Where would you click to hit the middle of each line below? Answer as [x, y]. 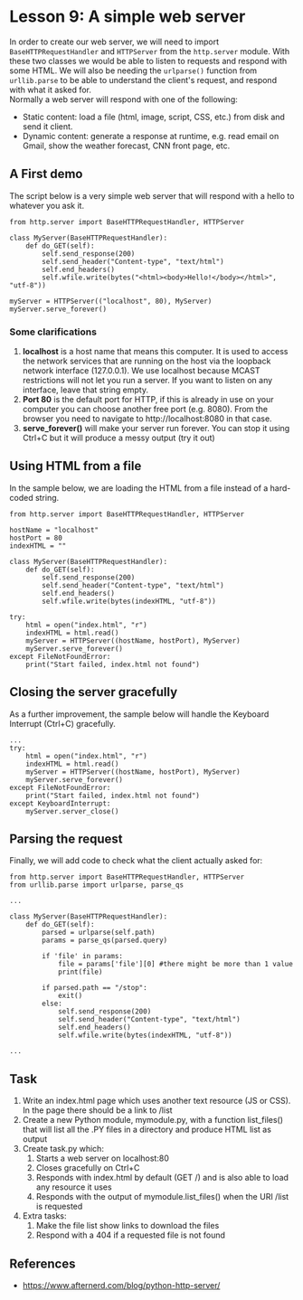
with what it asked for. [51, 89]
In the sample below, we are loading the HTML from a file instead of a [139, 488]
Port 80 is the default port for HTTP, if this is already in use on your [148, 400]
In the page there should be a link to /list [98, 1110]
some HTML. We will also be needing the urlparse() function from [133, 71]
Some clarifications [53, 332]
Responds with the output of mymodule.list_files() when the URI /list [162, 1197]
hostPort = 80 [36, 538]
